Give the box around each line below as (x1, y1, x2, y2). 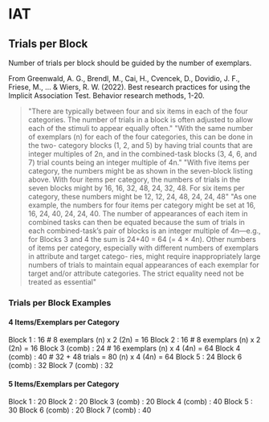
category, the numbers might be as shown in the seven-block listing (27, 166, 253, 175)
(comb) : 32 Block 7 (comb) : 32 (8, 361, 114, 371)
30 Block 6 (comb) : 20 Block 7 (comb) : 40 (8, 405, 152, 415)
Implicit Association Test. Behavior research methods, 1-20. (8, 91, 205, 100)
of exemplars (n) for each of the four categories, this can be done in (27, 132, 253, 141)
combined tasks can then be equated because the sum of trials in (27, 218, 245, 227)
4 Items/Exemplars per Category (8, 317, 120, 326)
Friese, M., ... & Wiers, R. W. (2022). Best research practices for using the (8, 82, 251, 92)
